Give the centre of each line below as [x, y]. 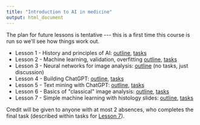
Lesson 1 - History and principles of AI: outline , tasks [81, 53]
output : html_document [35, 18]
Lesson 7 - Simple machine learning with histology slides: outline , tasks [104, 98]
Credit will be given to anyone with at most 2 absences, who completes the [100, 109]
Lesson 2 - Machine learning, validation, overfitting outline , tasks [96, 59]
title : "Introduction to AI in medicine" [59, 12]
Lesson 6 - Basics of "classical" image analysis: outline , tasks [92, 91]
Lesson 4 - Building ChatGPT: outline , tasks [69, 79]
